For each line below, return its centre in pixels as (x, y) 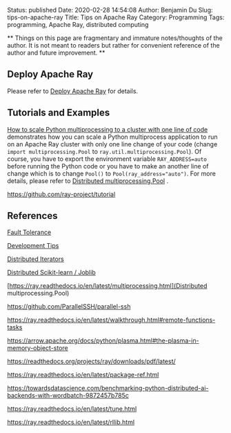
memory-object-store (38, 348)
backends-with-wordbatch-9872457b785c (68, 396)
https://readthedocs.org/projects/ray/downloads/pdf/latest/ (91, 361)
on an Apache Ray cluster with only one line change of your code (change (112, 144)
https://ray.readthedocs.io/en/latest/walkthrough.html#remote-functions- (111, 320)
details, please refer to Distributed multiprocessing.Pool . (88, 181)
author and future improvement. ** (56, 52)
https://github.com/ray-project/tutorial (61, 194)
